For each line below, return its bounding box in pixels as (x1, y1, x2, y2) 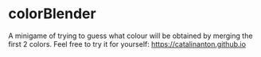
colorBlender (8, 5, 97, 23)
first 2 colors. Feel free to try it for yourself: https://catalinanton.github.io (8, 39, 247, 48)
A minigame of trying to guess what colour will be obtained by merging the (8, 31, 253, 40)
